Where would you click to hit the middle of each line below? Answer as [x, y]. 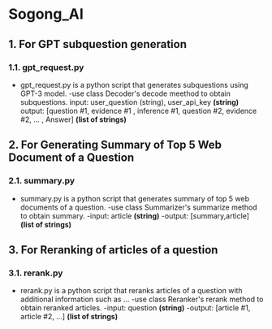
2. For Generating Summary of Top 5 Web [115, 145]
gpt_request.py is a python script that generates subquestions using [134, 84]
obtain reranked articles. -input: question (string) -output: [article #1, [135, 308]
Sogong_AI [46, 14]
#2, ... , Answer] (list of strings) [73, 119]
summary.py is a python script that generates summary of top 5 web [135, 198]
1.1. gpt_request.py [46, 67]
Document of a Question [71, 158]
